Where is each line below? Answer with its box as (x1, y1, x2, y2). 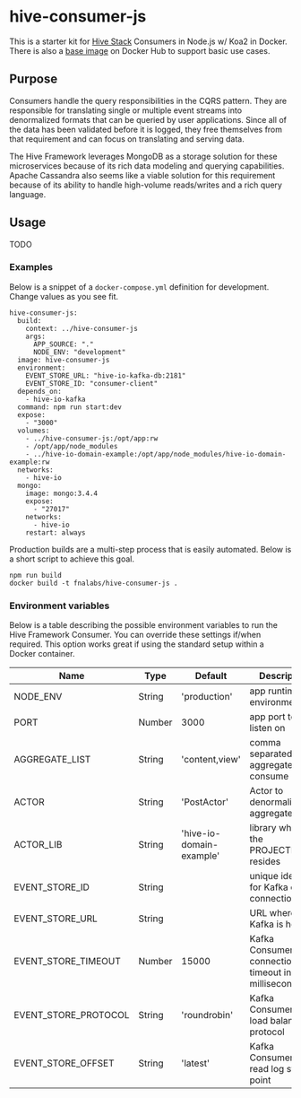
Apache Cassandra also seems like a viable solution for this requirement (9, 170, 276, 180)
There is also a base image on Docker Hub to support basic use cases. (9, 45, 271, 56)
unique (249, 870, 279, 883)
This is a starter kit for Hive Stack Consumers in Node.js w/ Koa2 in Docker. (9, 36, 288, 47)
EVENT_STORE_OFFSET (13, 1057, 115, 1069)
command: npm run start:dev (17, 402, 123, 412)
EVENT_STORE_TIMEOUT (13, 955, 121, 968)
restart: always (25, 527, 87, 537)
